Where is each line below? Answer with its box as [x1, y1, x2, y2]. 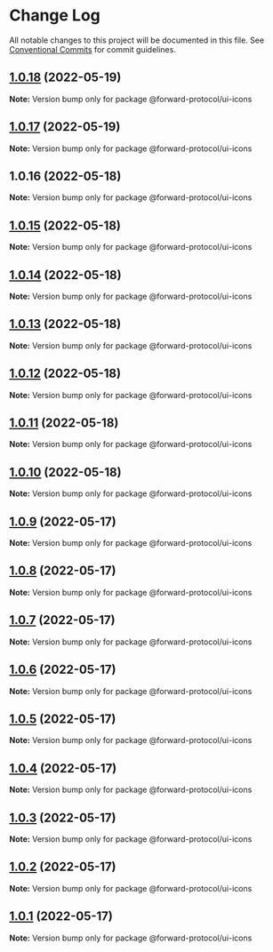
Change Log [9, 5, 100, 26]
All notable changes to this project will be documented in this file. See [9, 35, 265, 45]
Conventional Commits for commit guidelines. [9, 44, 176, 54]
